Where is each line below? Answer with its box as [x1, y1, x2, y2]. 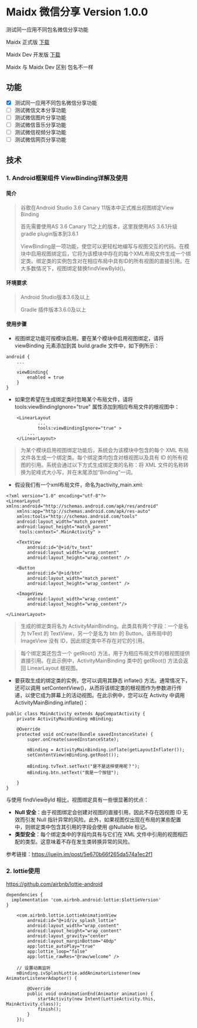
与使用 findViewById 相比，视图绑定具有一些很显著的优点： [6, 796, 150, 804]
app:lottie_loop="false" [27, 949, 88, 954]
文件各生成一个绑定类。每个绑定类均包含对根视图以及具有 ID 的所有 [20, 454, 183, 461]
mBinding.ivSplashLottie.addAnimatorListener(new [16, 970, 141, 976]
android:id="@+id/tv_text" [27, 545, 93, 551]
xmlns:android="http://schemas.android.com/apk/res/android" [6, 503, 159, 509]
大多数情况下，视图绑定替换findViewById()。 [20, 264, 129, 271]
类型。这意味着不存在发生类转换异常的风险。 [25, 838, 133, 845]
